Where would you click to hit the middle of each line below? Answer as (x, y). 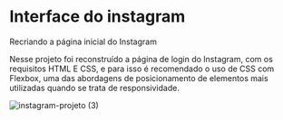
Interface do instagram (98, 17)
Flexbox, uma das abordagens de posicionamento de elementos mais (139, 78)
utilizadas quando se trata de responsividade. (94, 88)
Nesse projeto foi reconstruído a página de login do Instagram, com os (141, 59)
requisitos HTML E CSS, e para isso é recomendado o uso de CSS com (142, 69)
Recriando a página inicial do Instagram (83, 42)
